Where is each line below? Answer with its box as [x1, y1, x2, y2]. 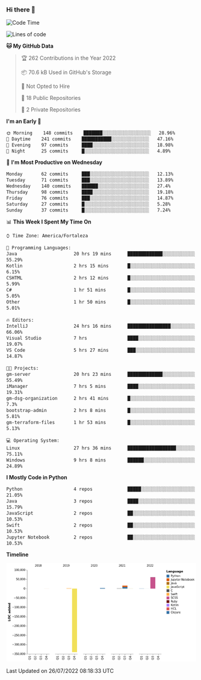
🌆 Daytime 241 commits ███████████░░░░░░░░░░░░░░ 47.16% [6, 136, 173, 142]
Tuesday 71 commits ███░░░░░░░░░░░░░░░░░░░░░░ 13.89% [6, 177, 173, 183]
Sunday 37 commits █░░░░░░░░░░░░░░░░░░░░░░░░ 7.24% [6, 207, 171, 213]
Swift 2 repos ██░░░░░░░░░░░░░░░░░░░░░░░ [6, 522, 196, 529]
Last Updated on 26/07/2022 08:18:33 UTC [6, 667, 114, 675]
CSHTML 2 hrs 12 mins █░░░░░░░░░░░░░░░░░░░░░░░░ [6, 275, 196, 281]
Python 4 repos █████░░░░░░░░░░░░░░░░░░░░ [6, 486, 196, 493]
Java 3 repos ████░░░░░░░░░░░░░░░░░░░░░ [6, 498, 196, 505]
